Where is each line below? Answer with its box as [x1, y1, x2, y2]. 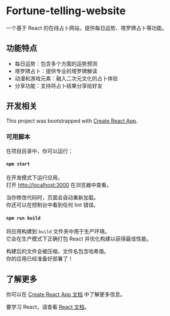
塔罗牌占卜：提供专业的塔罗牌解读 [14, 67, 98, 74]
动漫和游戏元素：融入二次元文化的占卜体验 [14, 75, 118, 82]
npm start [6, 161, 31, 167]
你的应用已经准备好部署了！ [6, 255, 74, 262]
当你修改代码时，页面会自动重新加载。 [6, 194, 99, 201]
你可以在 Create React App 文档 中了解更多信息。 [6, 291, 126, 298]
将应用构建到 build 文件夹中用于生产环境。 [6, 228, 110, 235]
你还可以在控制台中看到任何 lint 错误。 [6, 202, 99, 209]
